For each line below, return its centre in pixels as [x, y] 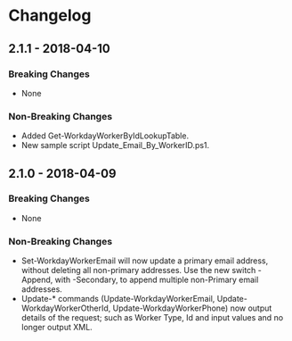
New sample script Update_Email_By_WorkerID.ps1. [115, 146]
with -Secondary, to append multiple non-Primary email [157, 280]
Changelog [50, 16]
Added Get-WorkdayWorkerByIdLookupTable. [105, 136]
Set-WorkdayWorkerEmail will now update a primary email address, [145, 261]
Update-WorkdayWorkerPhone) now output [192, 308]
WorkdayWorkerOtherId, [66, 308]
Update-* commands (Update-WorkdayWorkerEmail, [118, 299]
